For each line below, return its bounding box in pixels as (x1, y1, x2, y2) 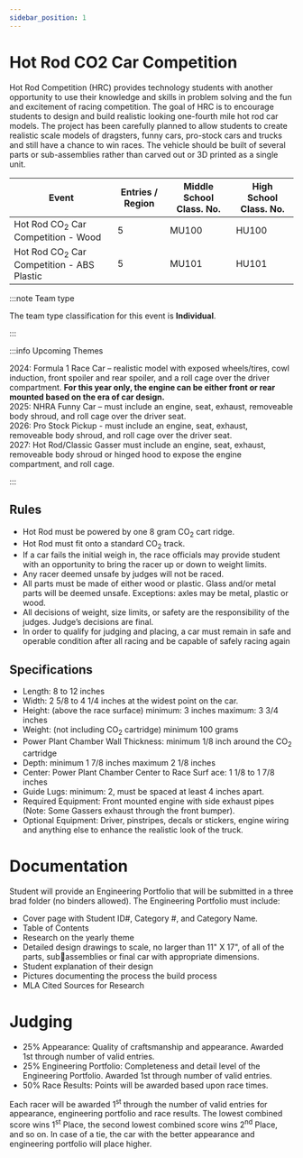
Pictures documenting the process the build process (22, 970, 218, 981)
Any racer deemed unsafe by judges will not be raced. (22, 569, 225, 580)
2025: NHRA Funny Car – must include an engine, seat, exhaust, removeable (9, 400, 293, 411)
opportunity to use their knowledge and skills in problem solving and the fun (9, 91, 292, 102)
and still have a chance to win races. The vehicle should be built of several (9, 139, 286, 150)
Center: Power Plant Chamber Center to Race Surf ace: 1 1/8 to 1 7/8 (22, 767, 275, 777)
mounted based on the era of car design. (9, 391, 165, 402)
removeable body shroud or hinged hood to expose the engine (9, 448, 242, 460)
